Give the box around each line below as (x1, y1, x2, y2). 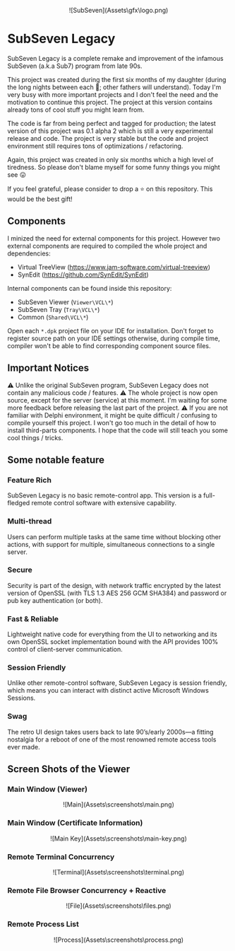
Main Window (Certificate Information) (7, 818, 143, 828)
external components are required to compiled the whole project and (7, 241, 207, 250)
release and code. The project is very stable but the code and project (7, 134, 209, 142)
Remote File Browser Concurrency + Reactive (7, 885, 167, 895)
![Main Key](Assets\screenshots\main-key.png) (50, 834, 187, 843)
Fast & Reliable (7, 613, 59, 623)
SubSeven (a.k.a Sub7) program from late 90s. (7, 62, 143, 70)
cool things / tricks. (7, 433, 64, 442)
